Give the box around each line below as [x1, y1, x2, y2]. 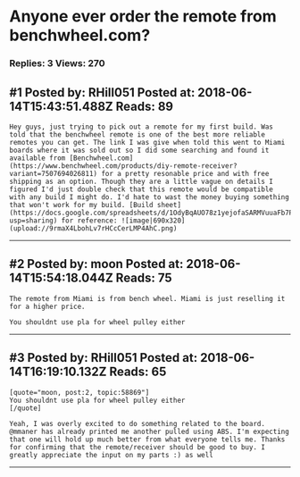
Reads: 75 [115, 271, 172, 286]
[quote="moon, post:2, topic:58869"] [9, 388, 150, 397]
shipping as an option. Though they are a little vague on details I [9, 177, 274, 186]
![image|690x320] [121, 216, 186, 225]
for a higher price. [9, 302, 87, 311]
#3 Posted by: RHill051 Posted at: [9, 350, 198, 365]
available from [9, 154, 66, 163]
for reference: [61, 216, 118, 225]
